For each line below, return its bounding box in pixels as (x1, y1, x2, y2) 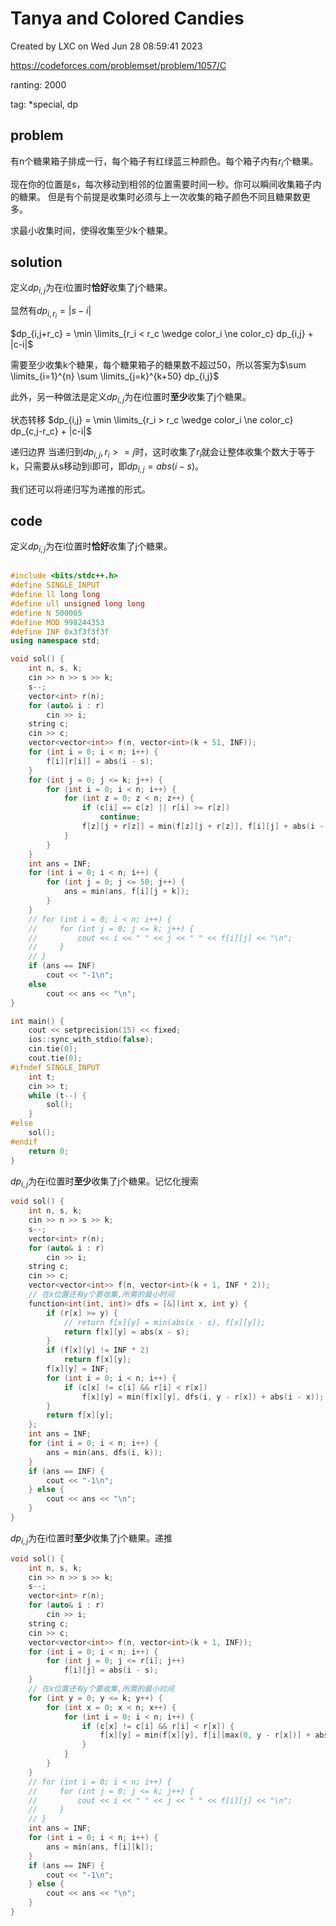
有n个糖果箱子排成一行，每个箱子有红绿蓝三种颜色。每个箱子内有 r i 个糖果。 (10, 155, 319, 169)
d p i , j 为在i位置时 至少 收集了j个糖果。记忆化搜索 (10, 1175, 199, 1189)
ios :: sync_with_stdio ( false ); (28, 1035, 155, 1045)
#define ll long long (10, 590, 101, 600)
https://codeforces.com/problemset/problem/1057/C (10, 59, 227, 71)
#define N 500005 (10, 608, 83, 618)
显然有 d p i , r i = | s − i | (10, 305, 92, 321)
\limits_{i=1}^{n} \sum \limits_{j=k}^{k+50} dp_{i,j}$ (10, 370, 220, 382)
